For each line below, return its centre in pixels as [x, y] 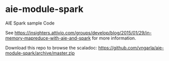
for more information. [114, 38]
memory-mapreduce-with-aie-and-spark [48, 38]
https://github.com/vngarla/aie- [131, 47]
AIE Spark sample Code [30, 23]
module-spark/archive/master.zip [40, 53]
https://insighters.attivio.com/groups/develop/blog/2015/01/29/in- [83, 32]
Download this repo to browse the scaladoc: [51, 47]
